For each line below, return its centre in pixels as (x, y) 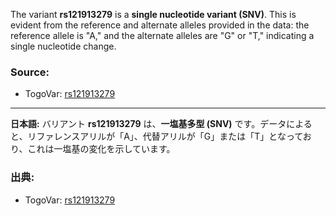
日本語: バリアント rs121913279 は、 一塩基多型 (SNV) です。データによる (161, 124)
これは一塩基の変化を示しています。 (101, 149)
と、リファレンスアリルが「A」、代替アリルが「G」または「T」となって (156, 136)
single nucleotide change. (63, 46)
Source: (30, 72)
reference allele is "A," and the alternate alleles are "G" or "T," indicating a (162, 35)
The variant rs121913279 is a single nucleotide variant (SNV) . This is (153, 14)
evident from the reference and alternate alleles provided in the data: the (160, 25)
